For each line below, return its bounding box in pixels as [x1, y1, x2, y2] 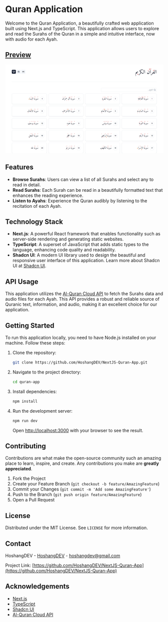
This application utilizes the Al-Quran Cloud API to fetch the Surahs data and [5, 291, 163, 297]
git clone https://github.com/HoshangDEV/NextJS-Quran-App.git [12, 360, 148, 365]
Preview [5, 51, 32, 59]
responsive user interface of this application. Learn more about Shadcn [12, 258, 160, 264]
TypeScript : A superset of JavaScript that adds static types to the [12, 241, 149, 247]
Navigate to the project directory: [12, 369, 81, 375]
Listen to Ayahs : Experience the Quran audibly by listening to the [12, 197, 147, 204]
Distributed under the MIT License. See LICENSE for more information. [5, 525, 148, 531]
